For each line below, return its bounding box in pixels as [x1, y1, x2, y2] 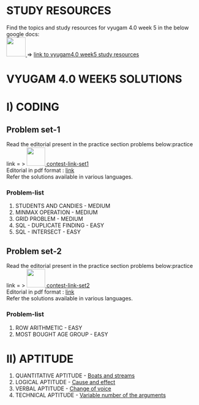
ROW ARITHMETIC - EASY [15, 324, 83, 331]
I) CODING [6, 100, 59, 114]
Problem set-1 [6, 124, 61, 135]
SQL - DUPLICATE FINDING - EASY [15, 221, 104, 229]
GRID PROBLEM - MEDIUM [15, 215, 84, 223]
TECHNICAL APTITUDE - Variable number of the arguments [15, 392, 167, 399]
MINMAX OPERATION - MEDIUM [15, 209, 98, 216]
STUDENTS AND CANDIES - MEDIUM [15, 202, 111, 210]
